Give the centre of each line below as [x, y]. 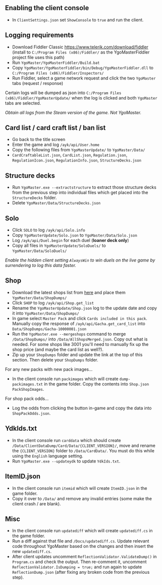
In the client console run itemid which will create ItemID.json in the [80, 488]
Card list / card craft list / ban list [55, 128]
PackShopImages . [28, 389]
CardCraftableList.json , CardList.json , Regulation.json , [70, 155]
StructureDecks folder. [34, 198]
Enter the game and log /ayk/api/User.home [56, 145]
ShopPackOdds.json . [31, 413]
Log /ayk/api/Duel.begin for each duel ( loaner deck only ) [71, 241]
